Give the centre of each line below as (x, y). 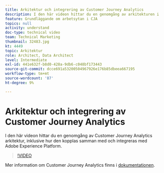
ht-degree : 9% (20, 83)
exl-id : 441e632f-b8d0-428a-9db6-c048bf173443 (54, 64)
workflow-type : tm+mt (27, 74)
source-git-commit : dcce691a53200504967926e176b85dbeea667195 (70, 69)
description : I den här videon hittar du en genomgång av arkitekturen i (82, 14)
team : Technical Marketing (33, 37)
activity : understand (27, 28)
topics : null (18, 23)
